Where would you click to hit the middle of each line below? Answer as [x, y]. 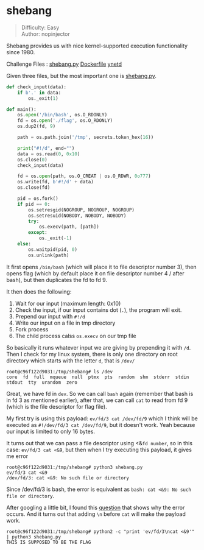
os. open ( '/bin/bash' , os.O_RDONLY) [62, 115]
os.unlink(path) [49, 255]
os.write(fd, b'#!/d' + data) [56, 182]
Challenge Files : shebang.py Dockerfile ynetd [64, 64]
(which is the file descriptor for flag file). [57, 406]
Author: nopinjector [45, 33]
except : [38, 233]
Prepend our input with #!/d [50, 316]
